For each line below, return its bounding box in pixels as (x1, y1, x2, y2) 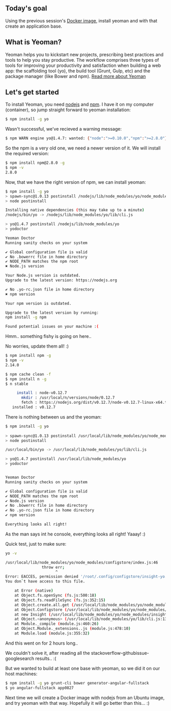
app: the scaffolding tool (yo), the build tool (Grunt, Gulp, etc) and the (5, 67, 151, 73)
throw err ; (41, 565, 65, 570)
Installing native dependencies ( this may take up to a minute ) (5, 208, 145, 213)
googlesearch (5, 655, 35, 661)
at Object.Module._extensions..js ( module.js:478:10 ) (14, 626, 131, 631)
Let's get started (5, 88, 60, 96)
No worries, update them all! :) (5, 343, 69, 349)
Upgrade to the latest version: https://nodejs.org (5, 278, 117, 283)
